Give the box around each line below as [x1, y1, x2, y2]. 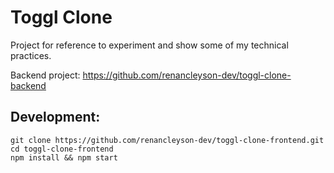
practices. [10, 49, 52, 61]
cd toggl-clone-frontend [10, 144, 114, 154]
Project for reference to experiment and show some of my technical [10, 39, 289, 51]
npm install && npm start [10, 152, 118, 163]
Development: [10, 109, 101, 126]
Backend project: [10, 69, 81, 81]
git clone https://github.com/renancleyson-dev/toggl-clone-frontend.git [10, 135, 325, 145]
